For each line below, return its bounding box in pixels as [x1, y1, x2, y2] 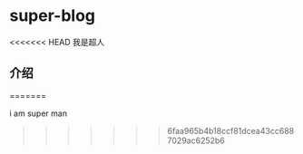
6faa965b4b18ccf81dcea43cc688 [167, 125, 295, 136]
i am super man [9, 108, 68, 119]
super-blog [9, 5, 96, 26]
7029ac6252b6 [167, 135, 225, 146]
